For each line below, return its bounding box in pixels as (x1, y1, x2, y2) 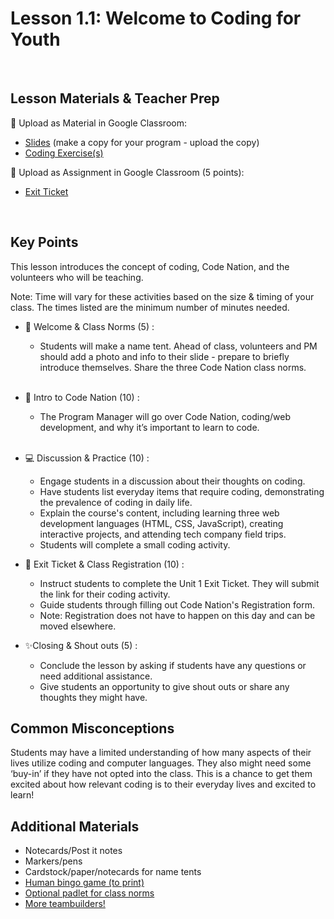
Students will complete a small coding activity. (39, 538, 231, 551)
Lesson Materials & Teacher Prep (10, 90, 220, 107)
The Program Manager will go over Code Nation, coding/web (39, 410, 291, 422)
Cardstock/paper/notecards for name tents (24, 866, 202, 878)
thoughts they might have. (39, 691, 148, 703)
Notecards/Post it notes (24, 845, 123, 857)
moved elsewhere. (39, 620, 117, 632)
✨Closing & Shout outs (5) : (24, 639, 138, 651)
